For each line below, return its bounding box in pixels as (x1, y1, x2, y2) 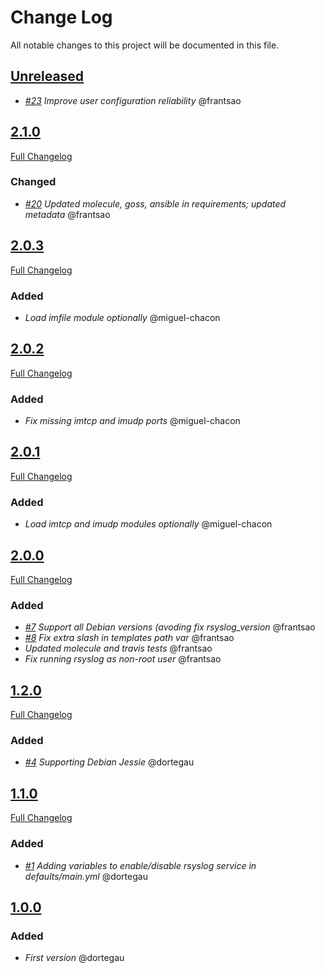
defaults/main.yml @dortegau (24, 870, 148, 882)
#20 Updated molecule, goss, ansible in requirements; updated (24, 197, 287, 210)
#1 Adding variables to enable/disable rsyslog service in (24, 859, 257, 871)
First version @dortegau (24, 952, 125, 964)
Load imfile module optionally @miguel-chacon (24, 311, 221, 323)
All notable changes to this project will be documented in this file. (10, 39, 280, 51)
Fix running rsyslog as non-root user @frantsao (24, 653, 222, 665)
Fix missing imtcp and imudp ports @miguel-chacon (24, 415, 241, 427)
